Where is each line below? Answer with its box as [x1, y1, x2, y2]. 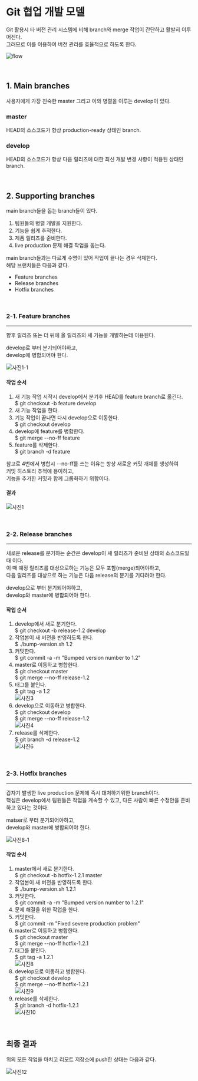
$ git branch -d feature [14, 448, 71, 455]
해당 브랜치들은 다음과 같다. [6, 262, 70, 269]
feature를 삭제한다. [14, 441, 60, 448]
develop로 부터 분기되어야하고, [6, 344, 78, 351]
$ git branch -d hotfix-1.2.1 [14, 1001, 79, 1009]
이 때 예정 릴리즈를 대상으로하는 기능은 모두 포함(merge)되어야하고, [6, 564, 161, 571]
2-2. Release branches [6, 530, 72, 538]
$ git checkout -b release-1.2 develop [14, 627, 106, 634]
